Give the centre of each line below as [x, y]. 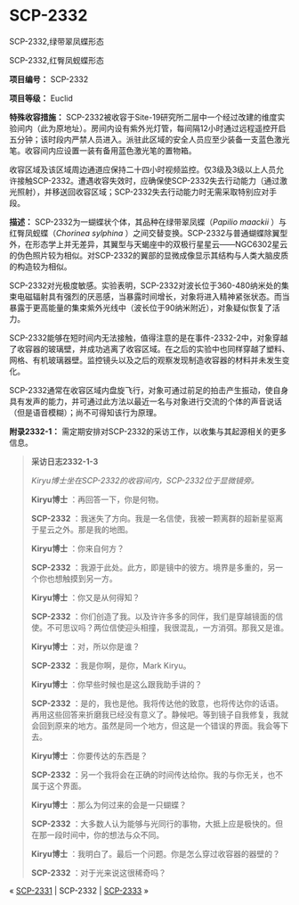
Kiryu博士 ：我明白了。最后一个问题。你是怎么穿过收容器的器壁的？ [155, 853]
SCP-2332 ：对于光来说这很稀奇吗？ [98, 872]
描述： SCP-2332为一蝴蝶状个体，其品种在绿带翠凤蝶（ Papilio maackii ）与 [148, 222]
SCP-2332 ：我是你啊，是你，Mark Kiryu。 [111, 665]
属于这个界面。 [58, 786]
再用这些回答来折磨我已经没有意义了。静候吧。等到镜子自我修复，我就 [160, 714]
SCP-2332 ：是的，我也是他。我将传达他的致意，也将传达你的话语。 [157, 703]
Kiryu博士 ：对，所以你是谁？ [85, 646]
